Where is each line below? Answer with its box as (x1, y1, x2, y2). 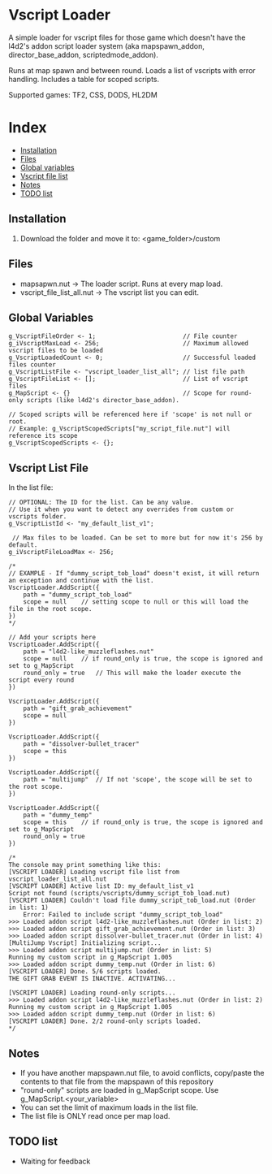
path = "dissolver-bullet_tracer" (23, 740, 140, 748)
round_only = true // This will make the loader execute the (23, 669, 242, 678)
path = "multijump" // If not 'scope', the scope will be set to (23, 776, 253, 784)
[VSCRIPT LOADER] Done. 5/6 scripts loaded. (8, 968, 162, 976)
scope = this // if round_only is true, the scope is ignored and (23, 818, 264, 826)
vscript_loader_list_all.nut (8, 875, 107, 883)
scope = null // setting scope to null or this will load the (23, 598, 249, 606)
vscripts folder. (8, 513, 67, 521)
